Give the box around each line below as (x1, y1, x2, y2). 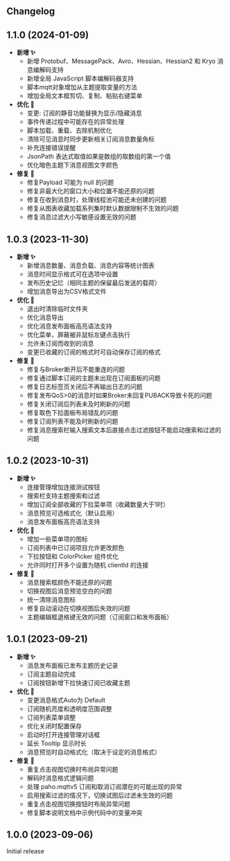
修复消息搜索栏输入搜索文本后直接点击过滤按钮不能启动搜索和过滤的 (26, 426, 222, 434)
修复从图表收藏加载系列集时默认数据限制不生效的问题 (26, 204, 179, 213)
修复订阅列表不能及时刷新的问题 (26, 417, 118, 425)
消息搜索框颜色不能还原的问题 (26, 578, 112, 586)
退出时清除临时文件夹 (26, 305, 88, 313)
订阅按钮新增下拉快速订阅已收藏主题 (26, 678, 131, 686)
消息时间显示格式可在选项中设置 (26, 270, 118, 278)
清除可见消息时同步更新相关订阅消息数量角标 (26, 135, 155, 143)
